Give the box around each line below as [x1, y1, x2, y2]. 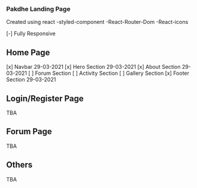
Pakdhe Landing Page [6, 5, 71, 13]
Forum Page [6, 126, 52, 137]
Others [6, 160, 33, 170]
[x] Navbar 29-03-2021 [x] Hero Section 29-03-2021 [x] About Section [6, 63, 181, 71]
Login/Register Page [6, 93, 84, 104]
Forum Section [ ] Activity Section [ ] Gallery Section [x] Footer [35, 69, 190, 77]
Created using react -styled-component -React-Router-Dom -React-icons [6, 19, 189, 26]
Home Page [6, 47, 50, 57]
